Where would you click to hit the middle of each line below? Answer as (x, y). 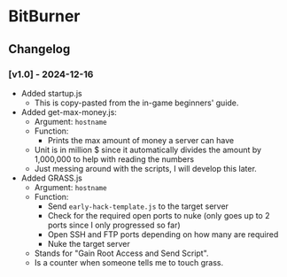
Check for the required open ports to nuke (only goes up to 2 (159, 215)
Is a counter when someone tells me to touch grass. (129, 262)
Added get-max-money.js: (69, 112)
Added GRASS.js (52, 178)
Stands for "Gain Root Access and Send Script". (121, 253)
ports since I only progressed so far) (114, 225)
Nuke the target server (89, 243)
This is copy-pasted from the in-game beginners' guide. (136, 103)
